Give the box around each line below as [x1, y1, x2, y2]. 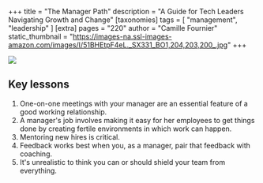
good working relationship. [19, 106, 107, 117]
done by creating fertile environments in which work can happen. [19, 124, 232, 133]
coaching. [19, 149, 53, 159]
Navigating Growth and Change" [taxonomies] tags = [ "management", [8, 15, 238, 24]
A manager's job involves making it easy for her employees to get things [19, 115, 255, 125]
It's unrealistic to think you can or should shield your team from [19, 157, 226, 166]
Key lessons [8, 78, 70, 91]
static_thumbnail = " [8, 32, 73, 41]
